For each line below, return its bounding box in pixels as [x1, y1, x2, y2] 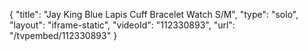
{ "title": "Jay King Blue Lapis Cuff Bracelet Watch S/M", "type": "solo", [9, 9, 299, 20]
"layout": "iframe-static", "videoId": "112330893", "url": [9, 19, 236, 31]
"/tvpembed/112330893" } [9, 30, 118, 41]
